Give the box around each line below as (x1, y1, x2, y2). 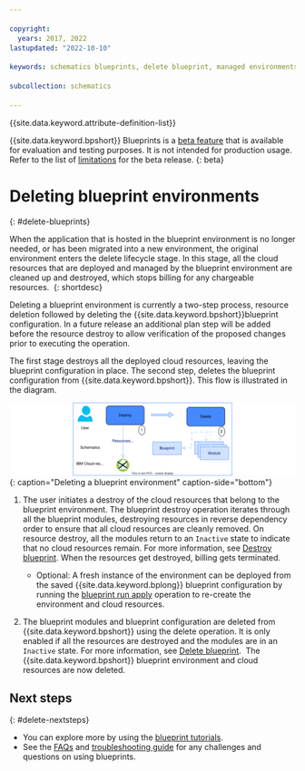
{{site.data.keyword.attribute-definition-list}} (9, 117, 177, 128)
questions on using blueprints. (22, 751, 136, 762)
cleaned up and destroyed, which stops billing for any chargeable (9, 272, 254, 283)
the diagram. (9, 384, 57, 395)
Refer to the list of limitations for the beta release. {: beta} (9, 154, 224, 165)
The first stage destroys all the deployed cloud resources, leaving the (9, 355, 270, 366)
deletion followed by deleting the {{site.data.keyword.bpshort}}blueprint (9, 308, 279, 319)
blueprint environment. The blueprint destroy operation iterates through (22, 503, 290, 514)
